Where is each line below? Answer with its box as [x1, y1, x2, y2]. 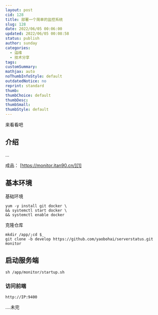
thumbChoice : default [5, 93, 51, 98]
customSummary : [5, 64, 38, 69]
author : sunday [5, 41, 38, 46]
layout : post [5, 7, 33, 13]
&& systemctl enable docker [5, 212, 65, 217]
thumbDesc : [5, 97, 28, 102]
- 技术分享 [10, 55, 30, 60]
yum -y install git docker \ [5, 203, 67, 208]
